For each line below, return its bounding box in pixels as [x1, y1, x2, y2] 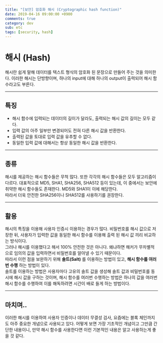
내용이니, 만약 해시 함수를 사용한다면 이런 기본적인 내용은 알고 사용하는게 [14, 327, 151, 333]
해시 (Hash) [5, 52, 51, 63]
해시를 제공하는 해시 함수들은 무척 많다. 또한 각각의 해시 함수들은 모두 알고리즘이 [5, 174, 157, 180]
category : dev [5, 20, 34, 26]
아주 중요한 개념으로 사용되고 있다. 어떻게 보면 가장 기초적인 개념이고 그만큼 [10, 321, 153, 326]
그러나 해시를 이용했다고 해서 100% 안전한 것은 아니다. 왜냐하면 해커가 [5, 244, 138, 250]
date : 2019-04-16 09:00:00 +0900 [5, 12, 73, 17]
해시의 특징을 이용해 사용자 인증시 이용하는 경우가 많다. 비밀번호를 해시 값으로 [5, 226, 151, 232]
